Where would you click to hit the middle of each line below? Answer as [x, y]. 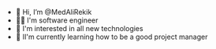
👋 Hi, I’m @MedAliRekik [54, 12]
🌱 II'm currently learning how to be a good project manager [112, 37]
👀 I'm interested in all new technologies [79, 28]
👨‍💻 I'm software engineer [57, 20]
